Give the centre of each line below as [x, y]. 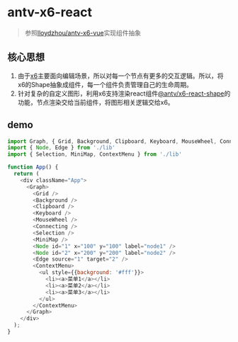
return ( [27, 174]
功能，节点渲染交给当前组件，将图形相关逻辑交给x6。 [96, 102]
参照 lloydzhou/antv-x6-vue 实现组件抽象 [83, 33]
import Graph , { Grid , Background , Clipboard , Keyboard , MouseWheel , [112, 141]
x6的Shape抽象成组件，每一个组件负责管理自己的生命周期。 [105, 84]
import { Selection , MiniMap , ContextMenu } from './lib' [95, 154]
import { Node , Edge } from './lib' [61, 148]
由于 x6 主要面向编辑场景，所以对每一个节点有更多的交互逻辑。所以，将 [121, 76]
